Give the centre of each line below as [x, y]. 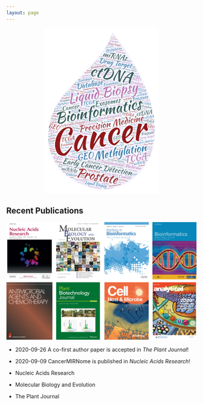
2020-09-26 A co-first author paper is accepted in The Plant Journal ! [102, 349]
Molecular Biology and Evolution [55, 384]
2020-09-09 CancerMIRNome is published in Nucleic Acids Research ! [102, 361]
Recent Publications [45, 211]
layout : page [23, 13]
